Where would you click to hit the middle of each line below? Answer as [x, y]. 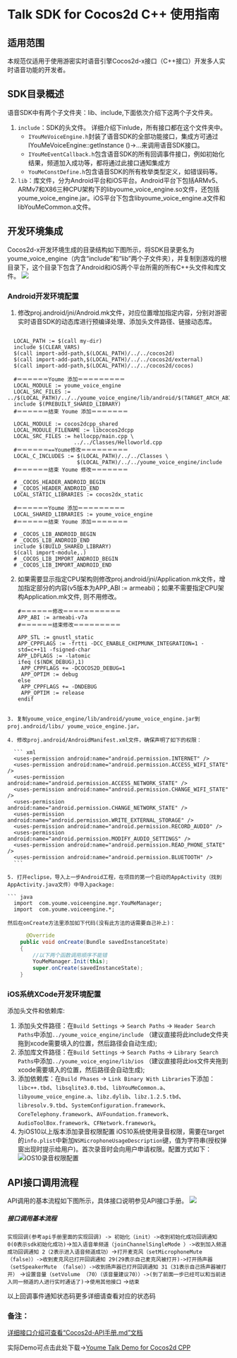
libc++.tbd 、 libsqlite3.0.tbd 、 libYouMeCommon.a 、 [93, 1088]
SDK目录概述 [36, 94]
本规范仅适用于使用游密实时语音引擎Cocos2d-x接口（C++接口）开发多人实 [116, 61]
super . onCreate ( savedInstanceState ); [88, 968]
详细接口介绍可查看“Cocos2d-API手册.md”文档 [75, 1333]
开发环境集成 [35, 231]
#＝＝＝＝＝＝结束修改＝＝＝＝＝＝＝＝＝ [69, 625]
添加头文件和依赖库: [36, 1011]
